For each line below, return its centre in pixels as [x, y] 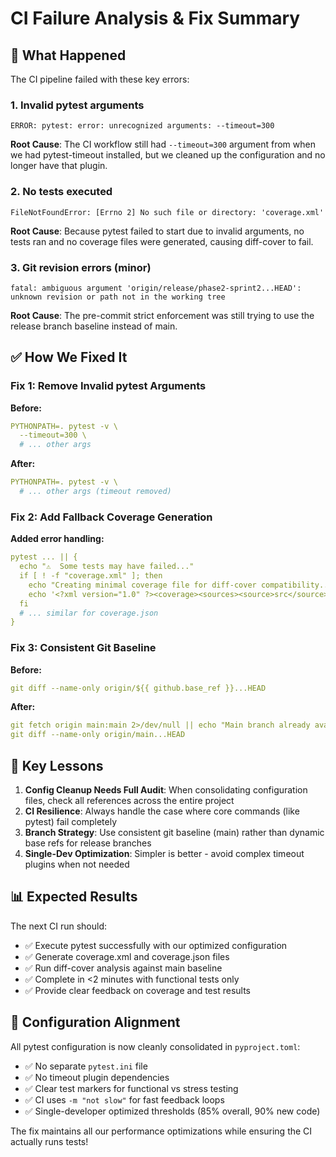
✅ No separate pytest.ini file [86, 1066]
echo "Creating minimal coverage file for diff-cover [142, 585]
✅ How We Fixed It [69, 357]
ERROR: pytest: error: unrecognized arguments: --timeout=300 [142, 126]
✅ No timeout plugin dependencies [97, 1077]
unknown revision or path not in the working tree [118, 297]
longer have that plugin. [59, 166]
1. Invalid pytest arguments [77, 105]
